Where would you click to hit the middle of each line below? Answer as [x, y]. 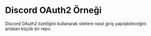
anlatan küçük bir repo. [28, 28]
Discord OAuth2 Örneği [53, 10]
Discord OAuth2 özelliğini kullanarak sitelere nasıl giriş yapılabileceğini [76, 24]
